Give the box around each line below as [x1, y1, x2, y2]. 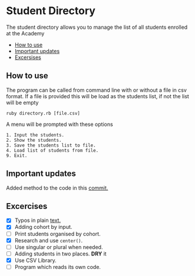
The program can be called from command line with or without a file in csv [6, 87, 187, 94]
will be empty [6, 99, 39, 106]
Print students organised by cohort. [14, 230, 101, 237]
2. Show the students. [6, 137, 62, 143]
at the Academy [6, 29, 45, 36]
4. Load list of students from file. [6, 147, 99, 154]
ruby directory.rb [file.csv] [6, 110, 81, 116]
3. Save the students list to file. [6, 142, 96, 148]
